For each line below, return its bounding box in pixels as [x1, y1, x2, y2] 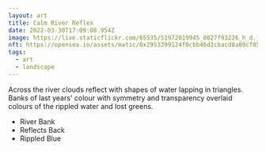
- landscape [15, 63, 55, 71]
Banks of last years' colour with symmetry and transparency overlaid [8, 92, 233, 103]
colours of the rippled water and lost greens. [8, 101, 154, 111]
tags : [8, 48, 26, 56]
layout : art [8, 11, 47, 20]
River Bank [19, 116, 55, 126]
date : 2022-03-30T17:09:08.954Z [8, 26, 115, 34]
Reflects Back [19, 125, 65, 134]
